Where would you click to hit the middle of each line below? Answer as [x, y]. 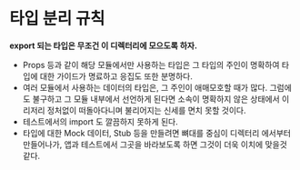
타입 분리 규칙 [57, 19]
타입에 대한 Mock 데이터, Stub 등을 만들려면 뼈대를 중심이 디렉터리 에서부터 [156, 133]
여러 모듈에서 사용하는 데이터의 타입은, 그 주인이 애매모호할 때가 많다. [145, 87]
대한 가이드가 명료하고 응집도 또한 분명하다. [116, 76]
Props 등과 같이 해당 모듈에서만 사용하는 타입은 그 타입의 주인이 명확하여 [151, 65]
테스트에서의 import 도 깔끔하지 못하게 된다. [100, 121]
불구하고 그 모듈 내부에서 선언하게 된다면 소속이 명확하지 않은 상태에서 [156, 99]
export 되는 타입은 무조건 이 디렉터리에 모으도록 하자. [104, 45]
